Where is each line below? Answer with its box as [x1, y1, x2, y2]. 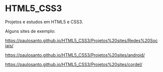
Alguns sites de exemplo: [5, 28, 55, 34]
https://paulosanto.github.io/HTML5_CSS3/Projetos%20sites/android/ [5, 52, 145, 58]
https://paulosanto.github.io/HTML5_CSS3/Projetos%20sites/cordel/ [5, 61, 143, 67]
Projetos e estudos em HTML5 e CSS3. [5, 19, 84, 25]
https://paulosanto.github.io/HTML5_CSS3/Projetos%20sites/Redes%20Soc [5, 37, 158, 43]
